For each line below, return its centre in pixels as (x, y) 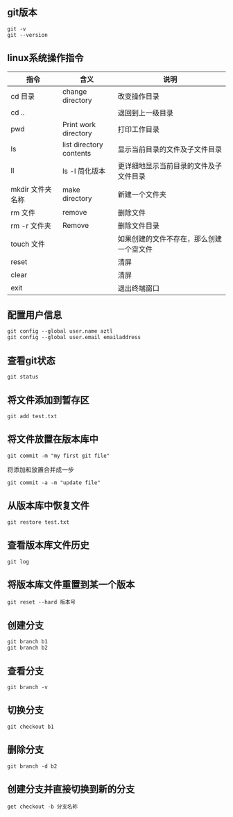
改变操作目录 (139, 96)
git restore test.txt (38, 522)
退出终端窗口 (139, 288)
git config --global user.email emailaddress (74, 338)
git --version (28, 35)
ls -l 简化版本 (84, 171)
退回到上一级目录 (146, 113)
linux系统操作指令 (45, 58)
